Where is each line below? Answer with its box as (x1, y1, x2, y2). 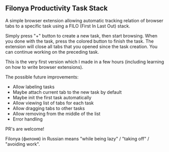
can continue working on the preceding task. (5, 49, 99, 55)
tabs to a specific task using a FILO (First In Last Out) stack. (5, 23, 131, 29)
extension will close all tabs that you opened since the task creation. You (5, 43, 158, 50)
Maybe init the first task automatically (12, 94, 92, 100)
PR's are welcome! (5, 126, 45, 132)
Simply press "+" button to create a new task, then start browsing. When (5, 32, 158, 39)
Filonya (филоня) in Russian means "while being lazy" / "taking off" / (5, 135, 149, 141)
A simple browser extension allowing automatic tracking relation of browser (5, 17, 164, 23)
